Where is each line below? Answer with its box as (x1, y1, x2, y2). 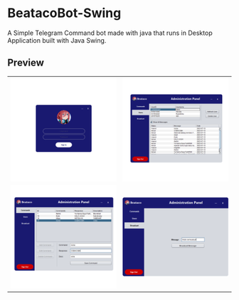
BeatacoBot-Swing (7, 5, 122, 21)
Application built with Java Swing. (7, 36, 107, 44)
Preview (7, 57, 45, 69)
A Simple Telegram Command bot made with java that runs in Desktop (7, 29, 213, 37)
